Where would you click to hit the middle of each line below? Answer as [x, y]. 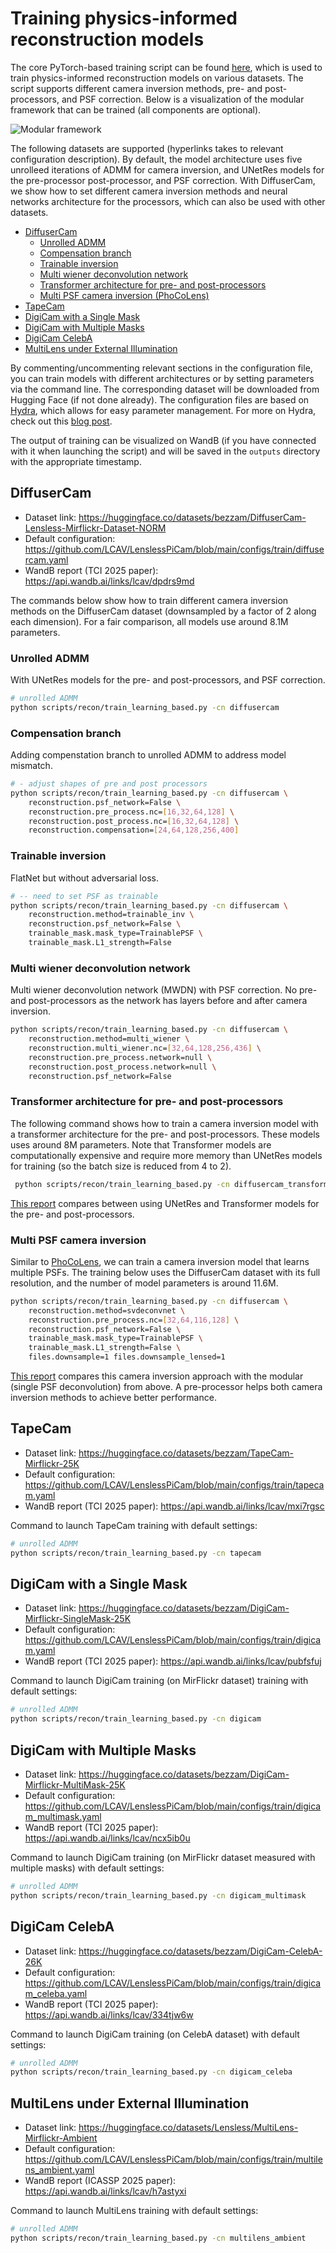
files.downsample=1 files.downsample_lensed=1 [127, 1357]
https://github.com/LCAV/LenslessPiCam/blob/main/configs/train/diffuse [174, 549]
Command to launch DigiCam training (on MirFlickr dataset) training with [159, 1681]
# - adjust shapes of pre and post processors [109, 784]
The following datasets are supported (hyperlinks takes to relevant [147, 148]
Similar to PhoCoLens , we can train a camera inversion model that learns [160, 1261]
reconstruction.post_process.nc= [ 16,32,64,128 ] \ [134, 821]
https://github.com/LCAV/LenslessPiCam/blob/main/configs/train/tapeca [174, 1484]
